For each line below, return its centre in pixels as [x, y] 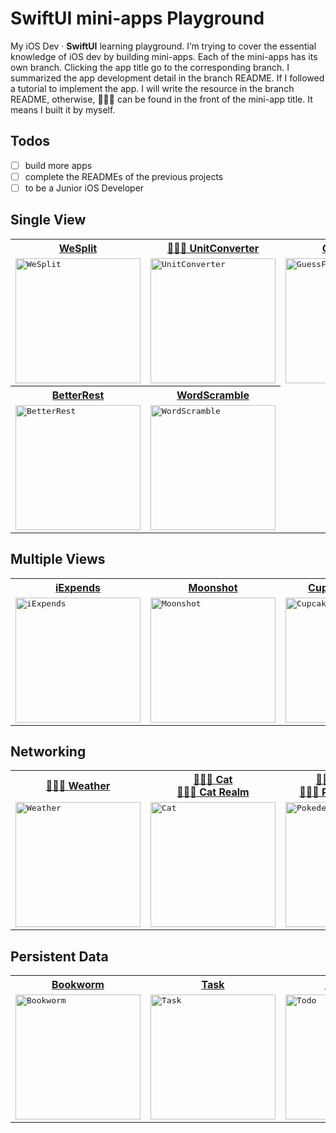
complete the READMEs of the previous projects [124, 176]
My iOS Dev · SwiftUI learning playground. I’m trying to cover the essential [163, 46]
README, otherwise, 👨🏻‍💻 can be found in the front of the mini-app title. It [161, 99]
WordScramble [213, 395]
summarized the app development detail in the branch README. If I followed [167, 78]
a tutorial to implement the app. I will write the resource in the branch [152, 88]
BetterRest [78, 395]
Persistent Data [59, 956]
